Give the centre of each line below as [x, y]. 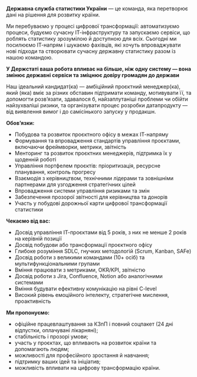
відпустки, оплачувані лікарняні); [56, 330]
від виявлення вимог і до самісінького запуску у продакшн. [81, 112]
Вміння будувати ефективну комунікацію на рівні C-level [86, 289]
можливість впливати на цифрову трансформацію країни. [87, 368]
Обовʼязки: [20, 123]
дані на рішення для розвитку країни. [53, 15]
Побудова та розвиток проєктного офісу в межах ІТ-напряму [91, 134]
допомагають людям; [42, 349]
